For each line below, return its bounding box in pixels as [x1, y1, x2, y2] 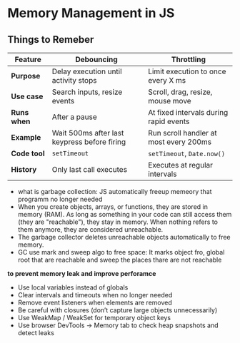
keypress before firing [51, 137, 126, 147]
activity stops [51, 76, 97, 85]
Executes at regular [147, 160, 213, 170]
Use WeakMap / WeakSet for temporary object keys [17, 314, 171, 322]
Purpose [11, 71, 41, 81]
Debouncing [74, 55, 118, 64]
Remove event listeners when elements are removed [17, 298, 173, 307]
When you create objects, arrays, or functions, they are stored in [17, 203, 209, 211]
